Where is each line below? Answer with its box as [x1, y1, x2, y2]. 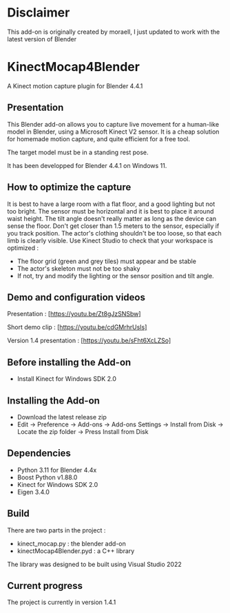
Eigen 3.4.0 [17, 488, 50, 496]
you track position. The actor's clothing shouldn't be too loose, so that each [7, 229, 222, 237]
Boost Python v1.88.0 [17, 473, 78, 481]
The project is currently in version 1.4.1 [7, 598, 116, 607]
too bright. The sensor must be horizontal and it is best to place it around [7, 207, 214, 215]
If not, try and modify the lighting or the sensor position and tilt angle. [17, 271, 215, 280]
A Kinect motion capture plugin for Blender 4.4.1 [7, 81, 143, 90]
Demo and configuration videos [7, 291, 146, 303]
